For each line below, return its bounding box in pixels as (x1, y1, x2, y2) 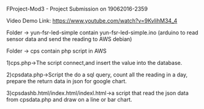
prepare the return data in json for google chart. (6, 78, 127, 85)
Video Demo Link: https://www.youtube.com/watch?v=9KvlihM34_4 (6, 17, 178, 24)
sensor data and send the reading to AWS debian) (6, 36, 132, 42)
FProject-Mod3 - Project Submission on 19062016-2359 (6, 6, 148, 12)
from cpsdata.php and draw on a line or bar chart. (6, 96, 133, 103)
